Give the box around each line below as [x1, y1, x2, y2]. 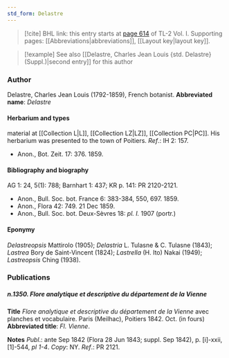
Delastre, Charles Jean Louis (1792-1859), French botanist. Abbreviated [7, 90, 213, 99]
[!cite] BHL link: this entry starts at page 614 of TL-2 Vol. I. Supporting [24, 29, 223, 37]
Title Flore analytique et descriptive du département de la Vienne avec [7, 307, 210, 316]
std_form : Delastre [7, 10, 64, 17]
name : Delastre [7, 98, 52, 106]
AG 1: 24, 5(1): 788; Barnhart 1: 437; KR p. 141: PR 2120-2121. [7, 181, 178, 189]
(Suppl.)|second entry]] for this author [24, 57, 134, 66]
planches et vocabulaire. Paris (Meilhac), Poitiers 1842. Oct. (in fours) [7, 315, 205, 323]
